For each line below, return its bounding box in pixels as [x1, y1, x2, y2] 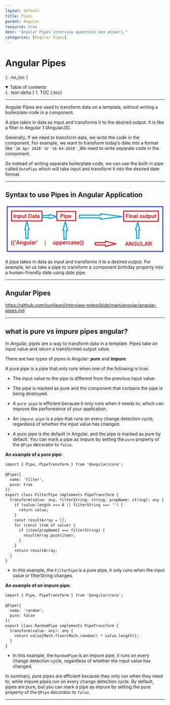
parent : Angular [5, 19, 39, 24]
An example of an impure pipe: [5, 582, 71, 588]
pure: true [10, 482, 33, 487]
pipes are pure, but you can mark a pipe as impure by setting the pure [5, 684, 151, 690]
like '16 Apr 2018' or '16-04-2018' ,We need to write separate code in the [5, 145, 159, 151]
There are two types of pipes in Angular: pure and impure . [5, 356, 127, 362]
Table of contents [10, 84, 47, 90]
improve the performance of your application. [12, 406, 108, 412]
